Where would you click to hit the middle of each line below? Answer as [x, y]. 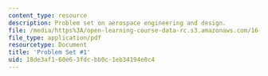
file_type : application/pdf [55, 38]
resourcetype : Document [48, 45]
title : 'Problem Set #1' [49, 52]
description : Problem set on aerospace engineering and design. [117, 23]
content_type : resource [48, 15]
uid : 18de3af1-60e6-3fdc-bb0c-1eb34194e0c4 [82, 60]
